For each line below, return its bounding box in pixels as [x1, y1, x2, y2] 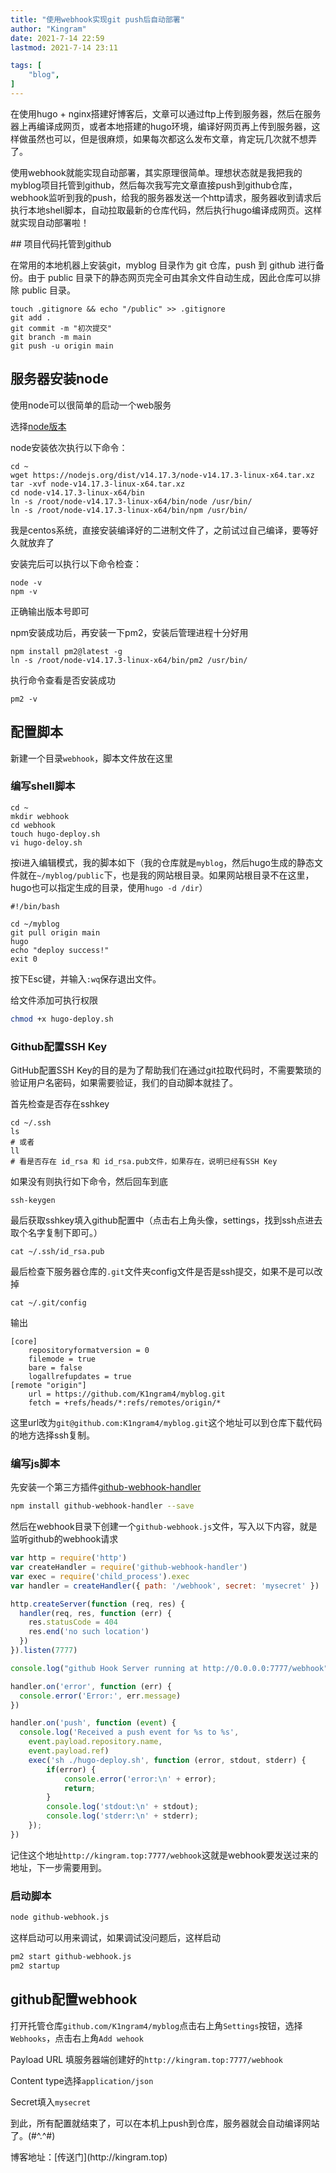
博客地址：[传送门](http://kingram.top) [10, 2151, 168, 2163]
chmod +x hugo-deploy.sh [10, 1014, 114, 1024]
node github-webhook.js [10, 1912, 110, 1923]
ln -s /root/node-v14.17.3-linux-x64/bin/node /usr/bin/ [10, 496, 253, 506]
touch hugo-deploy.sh [10, 829, 101, 839]
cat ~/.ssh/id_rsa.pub [10, 1246, 105, 1256]
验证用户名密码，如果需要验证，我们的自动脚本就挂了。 [10, 1076, 238, 1088]
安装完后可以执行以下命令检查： [10, 557, 142, 570]
